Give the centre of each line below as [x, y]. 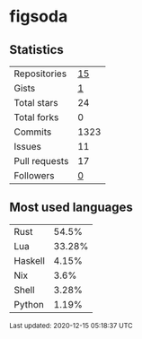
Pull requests [41, 161]
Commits [33, 132]
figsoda [39, 17]
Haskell [29, 260]
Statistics [37, 50]
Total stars [36, 103]
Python [29, 304]
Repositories [40, 74]
